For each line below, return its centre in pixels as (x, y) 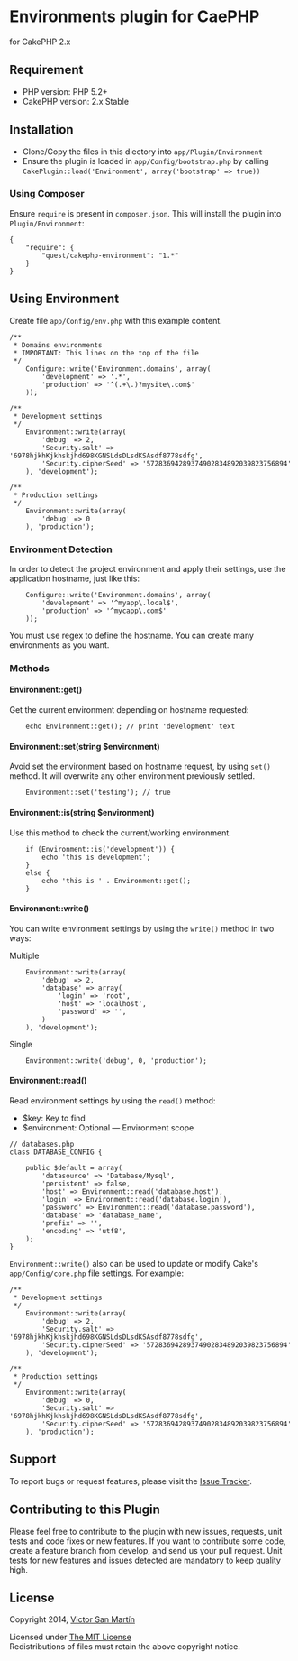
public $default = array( (74, 1167)
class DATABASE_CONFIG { (56, 1152)
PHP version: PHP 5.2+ (65, 91)
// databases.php (42, 1144)
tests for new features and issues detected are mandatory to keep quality (145, 1560)
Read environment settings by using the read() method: (113, 1100)
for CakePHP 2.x (40, 42)
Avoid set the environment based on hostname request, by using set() (140, 766)
